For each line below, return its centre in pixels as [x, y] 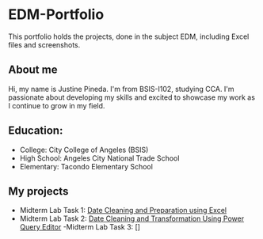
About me [33, 70]
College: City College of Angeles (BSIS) [84, 150]
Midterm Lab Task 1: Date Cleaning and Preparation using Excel [123, 211]
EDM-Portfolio [56, 15]
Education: [36, 131]
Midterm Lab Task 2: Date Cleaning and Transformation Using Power [132, 218]
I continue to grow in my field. [57, 105]
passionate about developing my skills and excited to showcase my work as [132, 97]
